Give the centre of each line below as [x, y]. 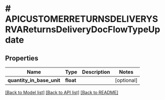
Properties [22, 58]
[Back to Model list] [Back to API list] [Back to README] [62, 92]
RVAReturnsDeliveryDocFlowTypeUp [83, 30]
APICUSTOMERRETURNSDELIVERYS [82, 19]
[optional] [126, 80]
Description [96, 72]
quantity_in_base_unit [34, 80]
